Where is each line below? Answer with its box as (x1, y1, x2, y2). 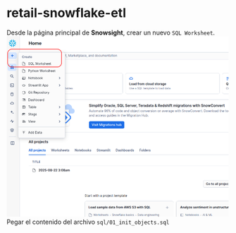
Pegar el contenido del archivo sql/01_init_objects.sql (6, 217, 170, 226)
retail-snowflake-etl (6, 5, 126, 21)
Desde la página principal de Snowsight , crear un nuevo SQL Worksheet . (6, 28, 216, 37)
